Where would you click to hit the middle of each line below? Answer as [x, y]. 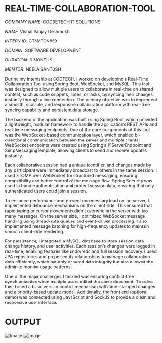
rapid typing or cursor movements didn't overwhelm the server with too [77, 211]
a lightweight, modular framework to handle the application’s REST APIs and [81, 124]
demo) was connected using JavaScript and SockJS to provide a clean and [80, 297]
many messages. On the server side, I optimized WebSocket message [75, 216]
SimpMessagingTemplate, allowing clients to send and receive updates [76, 150]
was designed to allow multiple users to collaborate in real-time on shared [79, 89]
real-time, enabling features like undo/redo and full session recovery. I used [81, 251]
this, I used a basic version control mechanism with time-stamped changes [80, 286]
